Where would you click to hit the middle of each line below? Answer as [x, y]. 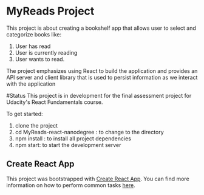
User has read [33, 46]
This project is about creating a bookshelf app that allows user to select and [101, 28]
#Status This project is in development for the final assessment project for [99, 95]
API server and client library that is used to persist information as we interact [102, 77]
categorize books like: [34, 34]
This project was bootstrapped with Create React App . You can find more [98, 179]
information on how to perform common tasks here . [71, 185]
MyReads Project [50, 11]
